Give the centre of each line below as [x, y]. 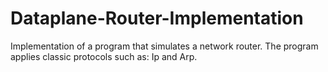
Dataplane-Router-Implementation [157, 18]
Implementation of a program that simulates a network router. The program [164, 46]
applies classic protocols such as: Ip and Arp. [104, 56]
